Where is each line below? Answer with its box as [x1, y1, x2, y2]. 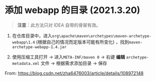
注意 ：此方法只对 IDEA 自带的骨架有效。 [17, 22, 101, 28]
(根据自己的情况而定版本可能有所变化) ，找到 [36, 38, 129, 45]
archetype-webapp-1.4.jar [12, 44, 67, 49]
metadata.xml [12, 61, 40, 66]
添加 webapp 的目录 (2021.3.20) [5, 4, 140, 16]
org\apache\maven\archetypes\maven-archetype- [51, 33, 152, 38]
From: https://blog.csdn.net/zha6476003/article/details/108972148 [5, 70, 144, 76]
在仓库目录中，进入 [12, 32, 53, 38]
